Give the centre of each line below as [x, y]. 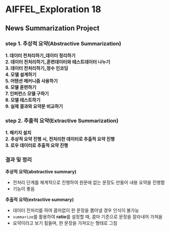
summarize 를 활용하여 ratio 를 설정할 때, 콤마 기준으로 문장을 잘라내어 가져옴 [88, 217]
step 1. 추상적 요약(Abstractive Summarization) [63, 43]
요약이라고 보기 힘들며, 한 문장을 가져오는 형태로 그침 [65, 223]
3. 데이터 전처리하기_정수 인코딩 [37, 68]
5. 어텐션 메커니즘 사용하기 [32, 81]
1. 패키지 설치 [18, 133]
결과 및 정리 [19, 160]
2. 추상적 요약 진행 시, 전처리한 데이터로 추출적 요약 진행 [60, 139]
